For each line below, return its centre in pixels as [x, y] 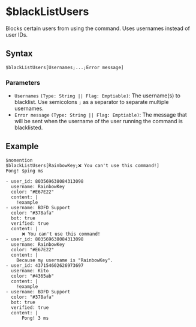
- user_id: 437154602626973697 [45, 265]
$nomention [19, 160]
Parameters [23, 82]
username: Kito [30, 270]
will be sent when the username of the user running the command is [99, 121]
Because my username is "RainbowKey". [65, 260]
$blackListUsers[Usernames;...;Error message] [65, 67]
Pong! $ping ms [25, 171]
